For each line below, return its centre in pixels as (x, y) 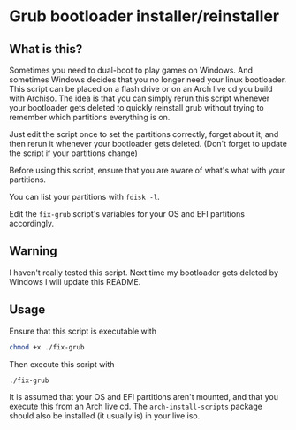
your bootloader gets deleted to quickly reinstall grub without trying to (137, 107)
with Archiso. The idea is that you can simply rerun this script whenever (140, 98)
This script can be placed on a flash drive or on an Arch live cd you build (141, 89)
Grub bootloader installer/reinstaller (144, 16)
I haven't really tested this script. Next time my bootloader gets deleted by (144, 273)
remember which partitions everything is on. (90, 117)
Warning (33, 251)
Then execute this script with (62, 364)
